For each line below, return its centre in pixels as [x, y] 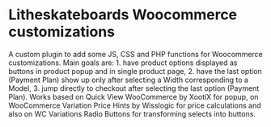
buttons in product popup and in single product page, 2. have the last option [135, 71]
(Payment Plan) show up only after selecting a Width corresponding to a [129, 80]
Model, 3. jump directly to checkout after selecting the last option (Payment [134, 88]
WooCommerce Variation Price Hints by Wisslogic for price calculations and [135, 105]
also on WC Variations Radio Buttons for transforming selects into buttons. [132, 113]
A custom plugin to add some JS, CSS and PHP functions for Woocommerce [135, 54]
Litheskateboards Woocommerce [123, 15]
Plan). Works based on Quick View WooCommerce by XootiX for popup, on [133, 96]
